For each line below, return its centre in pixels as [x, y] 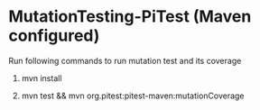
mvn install [42, 78]
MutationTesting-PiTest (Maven [130, 17]
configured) [54, 36]
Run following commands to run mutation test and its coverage [125, 60]
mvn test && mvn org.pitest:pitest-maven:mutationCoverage [133, 96]
